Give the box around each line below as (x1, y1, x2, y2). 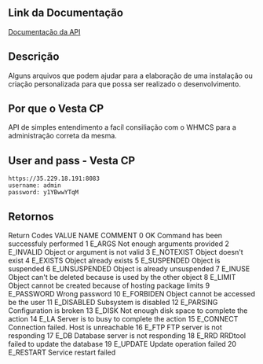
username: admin (8, 182, 61, 189)
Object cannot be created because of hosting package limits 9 (8, 281, 210, 290)
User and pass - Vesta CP (8, 153, 136, 167)
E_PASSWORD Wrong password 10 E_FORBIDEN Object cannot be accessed (8, 289, 256, 299)
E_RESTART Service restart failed (8, 347, 116, 357)
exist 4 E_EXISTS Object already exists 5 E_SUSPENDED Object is (8, 256, 221, 266)
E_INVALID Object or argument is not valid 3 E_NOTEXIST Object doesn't (8, 248, 243, 257)
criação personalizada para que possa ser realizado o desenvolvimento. (8, 79, 241, 89)
